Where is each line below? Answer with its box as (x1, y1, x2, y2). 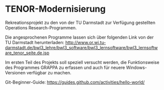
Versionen (5, 69, 26, 75)
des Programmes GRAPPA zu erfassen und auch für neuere (5, 65, 125, 70)
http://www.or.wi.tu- (65, 39, 106, 45)
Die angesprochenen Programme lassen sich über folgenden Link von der (5, 34, 154, 40)
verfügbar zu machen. (26, 69, 72, 75)
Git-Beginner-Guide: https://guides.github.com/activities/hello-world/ (5, 79, 145, 85)
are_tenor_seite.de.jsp (5, 50, 50, 56)
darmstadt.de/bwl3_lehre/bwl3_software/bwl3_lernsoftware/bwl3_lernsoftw (5, 45, 158, 50)
